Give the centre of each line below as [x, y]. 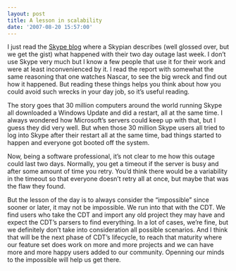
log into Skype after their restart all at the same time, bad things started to [114, 135]
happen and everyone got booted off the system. [79, 143]
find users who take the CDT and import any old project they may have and [116, 215]
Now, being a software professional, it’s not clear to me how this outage [111, 156]
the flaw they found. [36, 187]
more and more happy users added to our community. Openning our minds [116, 252]
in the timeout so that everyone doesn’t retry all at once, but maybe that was [118, 179]
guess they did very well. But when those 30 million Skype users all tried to [116, 128]
